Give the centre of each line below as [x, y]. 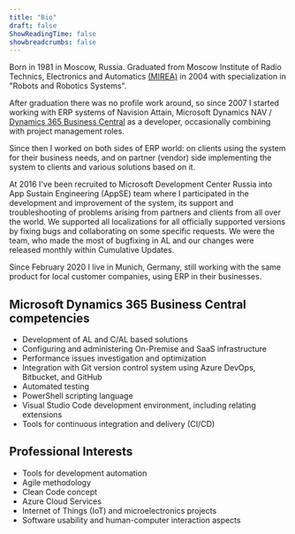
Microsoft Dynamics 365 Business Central [128, 305]
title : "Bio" [33, 17]
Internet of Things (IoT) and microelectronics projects [119, 510]
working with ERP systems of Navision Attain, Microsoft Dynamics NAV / [140, 112]
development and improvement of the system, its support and [121, 203]
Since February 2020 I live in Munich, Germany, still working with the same [145, 267]
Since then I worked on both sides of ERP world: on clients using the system [147, 149]
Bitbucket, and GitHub [62, 378]
